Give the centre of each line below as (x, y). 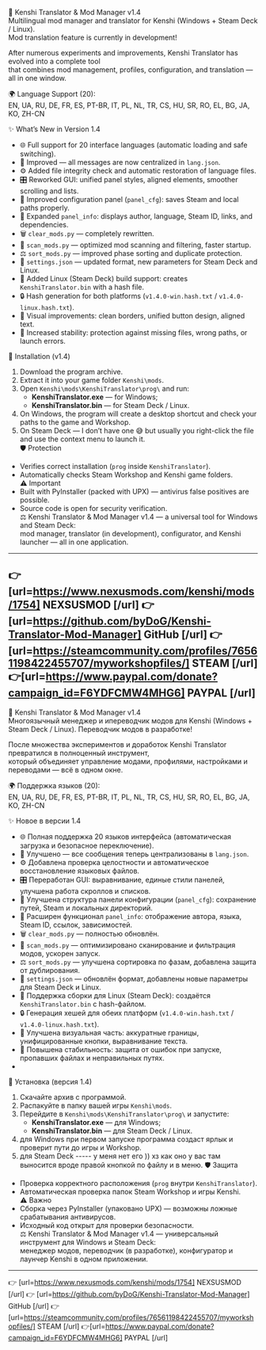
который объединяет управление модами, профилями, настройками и (128, 761)
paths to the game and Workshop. (75, 422)
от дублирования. (50, 970)
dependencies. (44, 225)
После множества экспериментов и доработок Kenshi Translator (118, 744)
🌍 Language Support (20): (52, 94)
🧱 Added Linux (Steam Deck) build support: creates (104, 278)
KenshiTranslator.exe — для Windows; (96, 1122)
